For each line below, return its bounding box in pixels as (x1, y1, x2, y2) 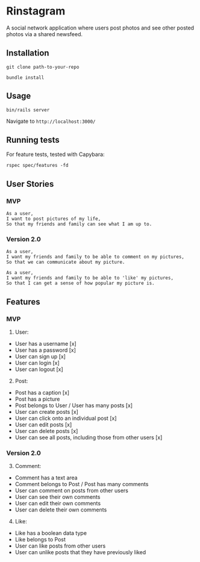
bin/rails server (6, 107, 50, 113)
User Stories (6, 179, 54, 189)
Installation (6, 48, 49, 58)
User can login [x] (14, 360, 60, 367)
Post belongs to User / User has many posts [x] (14, 402, 133, 409)
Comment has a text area (14, 474, 78, 481)
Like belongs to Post (14, 536, 66, 543)
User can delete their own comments (14, 506, 107, 513)
